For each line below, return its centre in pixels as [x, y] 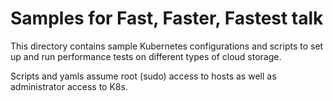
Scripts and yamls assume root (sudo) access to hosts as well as [143, 76]
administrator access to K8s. [69, 86]
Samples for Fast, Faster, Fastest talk [167, 18]
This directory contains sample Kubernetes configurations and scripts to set [167, 46]
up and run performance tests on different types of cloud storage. [146, 56]
